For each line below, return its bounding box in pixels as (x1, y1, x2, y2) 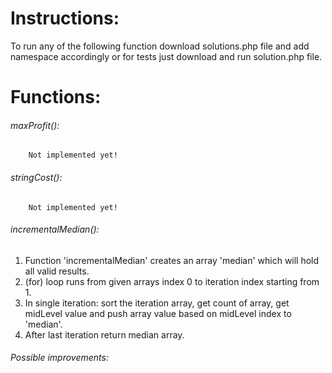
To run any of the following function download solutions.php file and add (10, 40, 310, 52)
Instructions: (10, 7, 120, 30)
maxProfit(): (10, 119, 60, 131)
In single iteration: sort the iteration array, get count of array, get (24, 297, 290, 309)
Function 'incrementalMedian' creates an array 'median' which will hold (24, 254, 320, 266)
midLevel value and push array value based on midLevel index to (24, 307, 292, 319)
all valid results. (24, 265, 90, 277)
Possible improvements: (10, 352, 109, 364)
